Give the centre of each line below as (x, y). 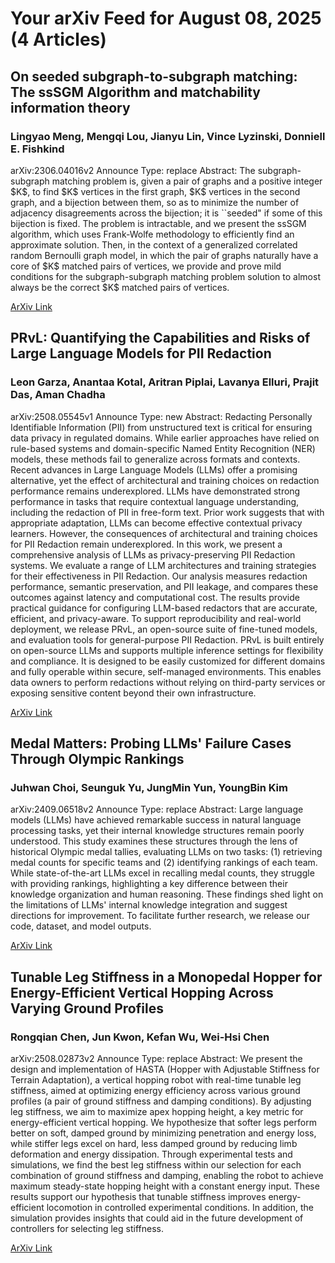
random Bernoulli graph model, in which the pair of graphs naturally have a (164, 255)
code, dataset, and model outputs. (81, 926)
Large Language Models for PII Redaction (141, 353)
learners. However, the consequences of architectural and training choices (164, 533)
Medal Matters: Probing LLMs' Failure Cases (151, 743)
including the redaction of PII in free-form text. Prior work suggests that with (167, 512)
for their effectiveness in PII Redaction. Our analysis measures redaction (159, 576)
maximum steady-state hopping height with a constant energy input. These (165, 1186)
